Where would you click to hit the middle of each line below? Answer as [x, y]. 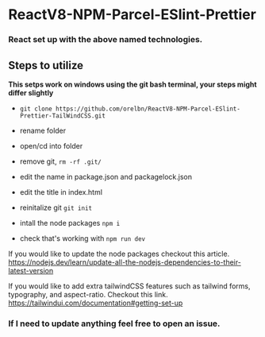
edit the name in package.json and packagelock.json [106, 176]
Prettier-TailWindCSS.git [62, 116]
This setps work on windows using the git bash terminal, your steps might [132, 84]
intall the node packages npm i [70, 223]
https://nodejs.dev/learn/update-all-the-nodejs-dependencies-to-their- [125, 262]
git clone [36, 109]
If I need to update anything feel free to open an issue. [114, 323]
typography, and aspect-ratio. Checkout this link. [88, 294]
